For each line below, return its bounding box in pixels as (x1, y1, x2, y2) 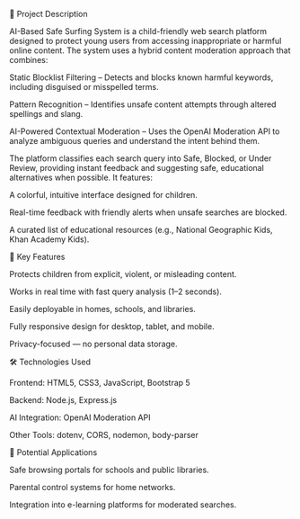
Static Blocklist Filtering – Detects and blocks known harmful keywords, (9, 72, 274, 83)
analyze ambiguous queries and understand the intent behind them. (9, 136, 260, 146)
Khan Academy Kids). (9, 234, 90, 245)
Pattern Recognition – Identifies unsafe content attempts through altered (9, 99, 277, 110)
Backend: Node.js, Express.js (9, 395, 118, 405)
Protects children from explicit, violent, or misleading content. (9, 269, 237, 279)
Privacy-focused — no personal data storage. (9, 338, 178, 349)
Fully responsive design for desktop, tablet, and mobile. (9, 321, 215, 332)
